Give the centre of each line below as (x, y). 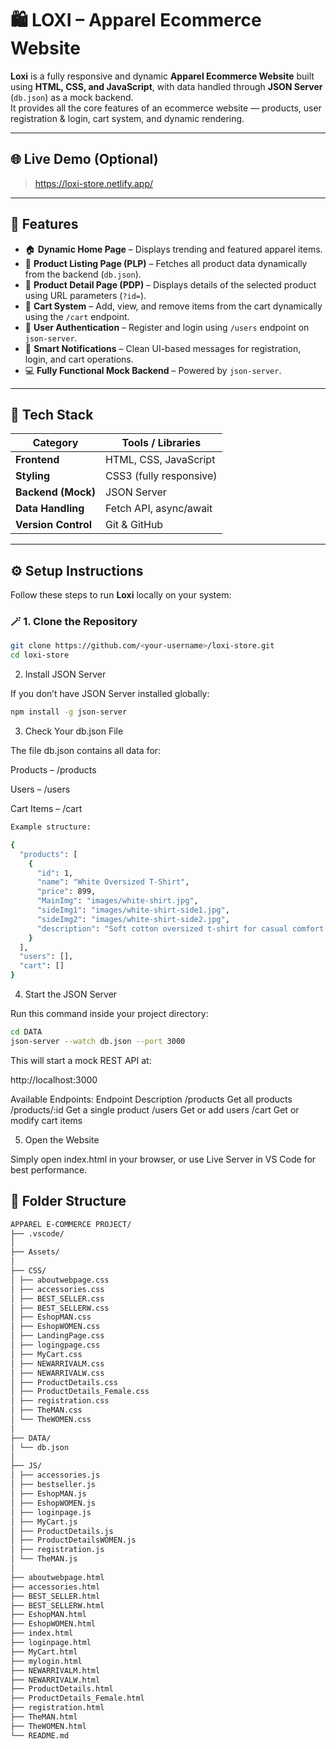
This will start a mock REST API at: (81, 1060)
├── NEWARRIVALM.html (55, 1670)
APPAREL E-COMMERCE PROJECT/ (71, 1224)
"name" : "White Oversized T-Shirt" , (113, 882)
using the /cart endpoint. (77, 316)
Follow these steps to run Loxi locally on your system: (121, 595)
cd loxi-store (40, 655)
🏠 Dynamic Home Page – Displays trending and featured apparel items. (173, 249)
